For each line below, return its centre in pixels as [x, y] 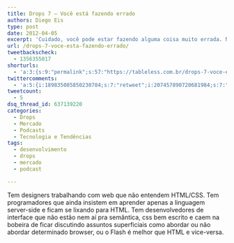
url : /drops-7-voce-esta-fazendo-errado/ [68, 46]
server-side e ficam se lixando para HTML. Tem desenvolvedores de [106, 210]
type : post [23, 26]
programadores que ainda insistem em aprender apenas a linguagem [106, 202]
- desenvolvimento [40, 150]
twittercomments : [32, 78]
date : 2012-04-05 [32, 33]
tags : [15, 143]
